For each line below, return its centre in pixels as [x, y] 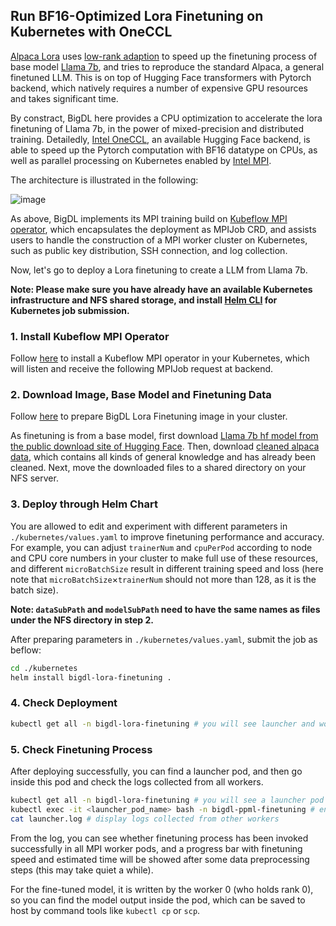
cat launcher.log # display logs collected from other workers [145, 819]
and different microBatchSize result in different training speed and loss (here [167, 568]
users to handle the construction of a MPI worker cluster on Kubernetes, [159, 240]
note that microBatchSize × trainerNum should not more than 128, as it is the [163, 579]
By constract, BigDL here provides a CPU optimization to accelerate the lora [166, 118]
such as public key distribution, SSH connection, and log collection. [149, 250]
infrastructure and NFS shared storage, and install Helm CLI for [144, 300]
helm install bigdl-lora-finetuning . [91, 677]
